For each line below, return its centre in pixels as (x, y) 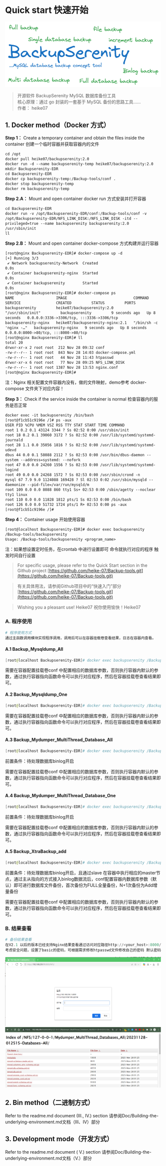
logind (12, 470)
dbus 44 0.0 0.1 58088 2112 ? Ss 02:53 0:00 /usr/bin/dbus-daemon (75, 455)
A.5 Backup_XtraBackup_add (36, 851)
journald (14, 440)
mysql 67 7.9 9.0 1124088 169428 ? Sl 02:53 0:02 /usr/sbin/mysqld (76, 480)
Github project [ (33, 571)
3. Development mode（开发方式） (59, 1139)
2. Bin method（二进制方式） (50, 1103)
